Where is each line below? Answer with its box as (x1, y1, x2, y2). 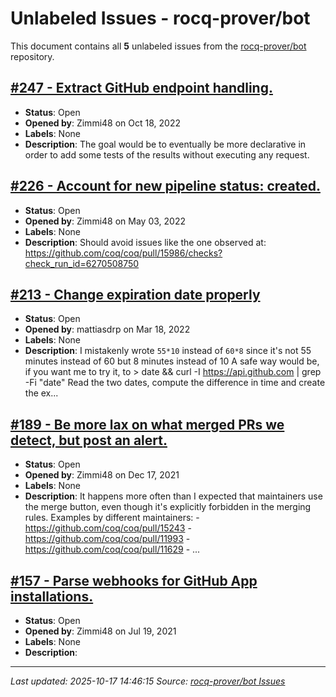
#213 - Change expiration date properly (10, 286, 261, 303)
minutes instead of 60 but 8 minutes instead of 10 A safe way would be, (24, 355, 320, 367)
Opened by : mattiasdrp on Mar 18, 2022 (24, 323, 191, 336)
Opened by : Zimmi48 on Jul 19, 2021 (24, 625, 177, 637)
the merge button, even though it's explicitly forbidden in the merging (24, 501, 312, 513)
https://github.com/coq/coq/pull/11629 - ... (24, 543, 201, 556)
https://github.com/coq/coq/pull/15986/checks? (24, 247, 223, 259)
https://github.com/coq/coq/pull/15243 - (24, 522, 192, 534)
